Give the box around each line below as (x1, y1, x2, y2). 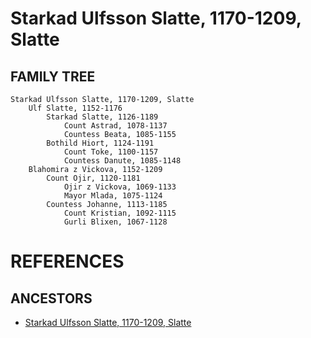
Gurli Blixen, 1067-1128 (63, 217, 168, 227)
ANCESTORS (10, 290, 93, 307)
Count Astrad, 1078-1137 (63, 121, 168, 131)
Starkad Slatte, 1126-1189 (46, 112, 159, 122)
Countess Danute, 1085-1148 (63, 156, 182, 166)
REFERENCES (10, 250, 125, 273)
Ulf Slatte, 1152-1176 (28, 103, 123, 113)
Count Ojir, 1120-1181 (46, 173, 141, 183)
